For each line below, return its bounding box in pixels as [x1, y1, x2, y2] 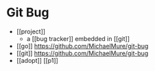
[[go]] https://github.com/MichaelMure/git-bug [16, 42, 149, 50]
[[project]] [16, 27, 46, 35]
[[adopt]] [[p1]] [16, 56, 59, 64]
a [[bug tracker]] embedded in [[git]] [26, 34, 130, 42]
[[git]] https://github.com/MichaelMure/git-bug [16, 49, 149, 57]
